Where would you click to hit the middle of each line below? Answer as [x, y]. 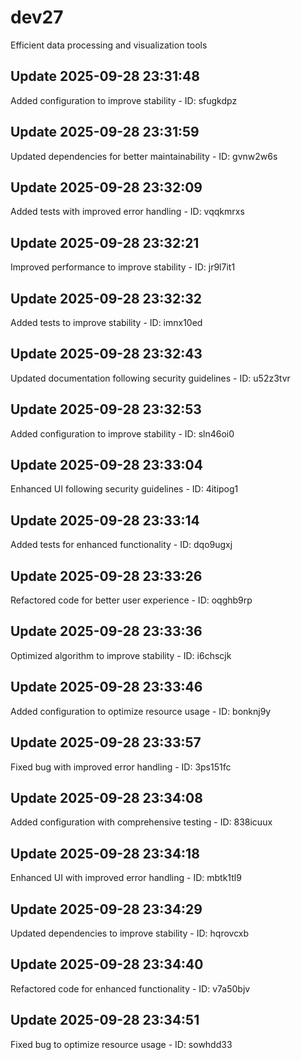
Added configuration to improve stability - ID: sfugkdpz [124, 100]
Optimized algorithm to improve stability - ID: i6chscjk [121, 655]
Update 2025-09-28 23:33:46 [106, 687]
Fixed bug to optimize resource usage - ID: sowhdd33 [121, 1044]
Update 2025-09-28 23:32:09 [106, 187]
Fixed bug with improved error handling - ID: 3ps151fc [121, 767]
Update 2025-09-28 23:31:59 [105, 132]
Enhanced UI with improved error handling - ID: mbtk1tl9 [126, 878]
